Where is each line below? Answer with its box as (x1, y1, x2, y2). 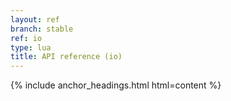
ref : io (10, 33, 43, 43)
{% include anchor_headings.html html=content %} (10, 79, 222, 91)
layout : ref (10, 14, 60, 25)
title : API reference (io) (10, 52, 123, 62)
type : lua (10, 42, 52, 53)
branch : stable (10, 24, 74, 34)
